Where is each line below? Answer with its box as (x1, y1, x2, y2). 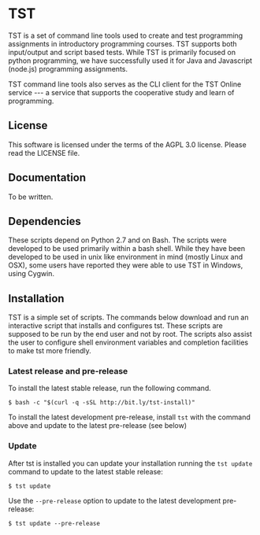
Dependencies (8, 214, 81, 228)
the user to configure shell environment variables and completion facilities (8, 338, 249, 347)
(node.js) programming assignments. (8, 64, 128, 73)
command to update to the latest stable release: (8, 467, 163, 476)
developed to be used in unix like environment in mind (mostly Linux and (8, 253, 243, 262)
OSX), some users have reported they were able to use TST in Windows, (8, 260, 243, 270)
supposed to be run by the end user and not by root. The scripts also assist (8, 330, 252, 339)
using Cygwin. (8, 269, 55, 279)
